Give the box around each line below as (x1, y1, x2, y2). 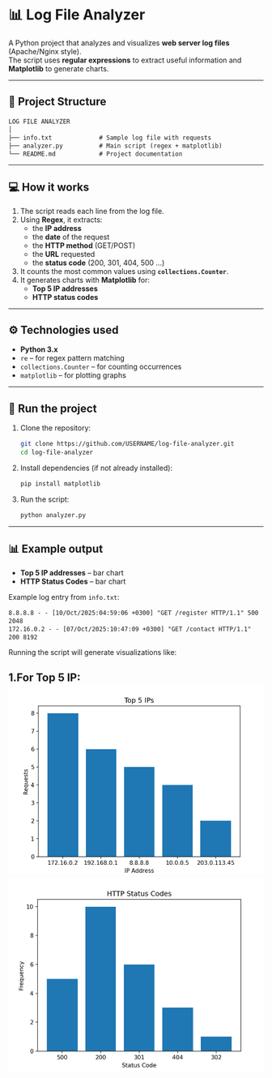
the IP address (32, 223, 83, 233)
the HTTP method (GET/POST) (32, 240, 136, 250)
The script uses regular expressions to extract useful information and (8, 55, 242, 65)
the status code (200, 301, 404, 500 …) (32, 258, 165, 267)
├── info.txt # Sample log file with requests (8, 134, 212, 142)
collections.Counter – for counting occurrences (19, 361, 182, 372)
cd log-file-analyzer (19, 448, 93, 457)
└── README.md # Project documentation (8, 150, 183, 158)
